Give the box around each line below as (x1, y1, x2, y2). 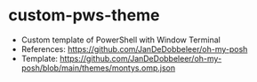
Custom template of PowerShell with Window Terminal (20, 34, 221, 45)
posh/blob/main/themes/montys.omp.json (20, 63, 175, 73)
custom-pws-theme (8, 5, 160, 26)
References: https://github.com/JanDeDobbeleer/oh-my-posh (20, 43, 248, 54)
